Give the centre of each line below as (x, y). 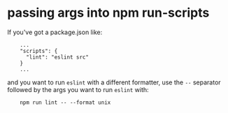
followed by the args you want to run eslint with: (78, 89)
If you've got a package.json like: (55, 32)
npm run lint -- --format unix (65, 103)
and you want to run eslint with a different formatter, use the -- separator (114, 82)
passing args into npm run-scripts (108, 13)
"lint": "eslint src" (57, 57)
